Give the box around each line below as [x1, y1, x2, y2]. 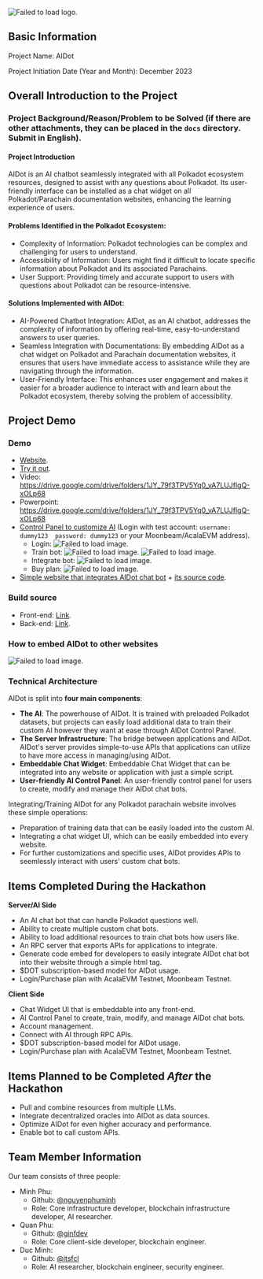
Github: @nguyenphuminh [31, 1195, 116, 1204]
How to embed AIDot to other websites [8, 638, 159, 649]
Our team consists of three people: [8, 1171, 121, 1181]
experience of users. [8, 203, 75, 213]
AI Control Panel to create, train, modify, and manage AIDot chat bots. [19, 1013, 246, 1023]
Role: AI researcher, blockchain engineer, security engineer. [31, 1262, 225, 1271]
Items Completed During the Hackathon [8, 879, 206, 893]
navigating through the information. [19, 366, 134, 376]
